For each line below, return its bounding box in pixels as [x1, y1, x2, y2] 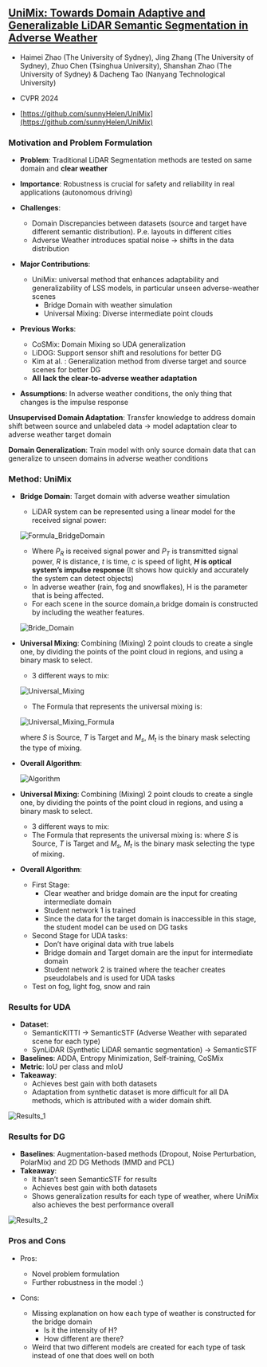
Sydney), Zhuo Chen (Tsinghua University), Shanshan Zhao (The [19, 61, 233, 70]
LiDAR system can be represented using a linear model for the [31, 507, 236, 517]
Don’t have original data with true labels [43, 939, 175, 949]
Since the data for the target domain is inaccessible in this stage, [43, 913, 257, 923]
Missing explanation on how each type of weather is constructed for [31, 1308, 257, 1318]
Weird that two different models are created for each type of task [31, 1342, 245, 1352]
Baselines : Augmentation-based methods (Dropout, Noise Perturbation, [19, 1149, 257, 1159]
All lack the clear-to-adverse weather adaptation [31, 374, 198, 383]
